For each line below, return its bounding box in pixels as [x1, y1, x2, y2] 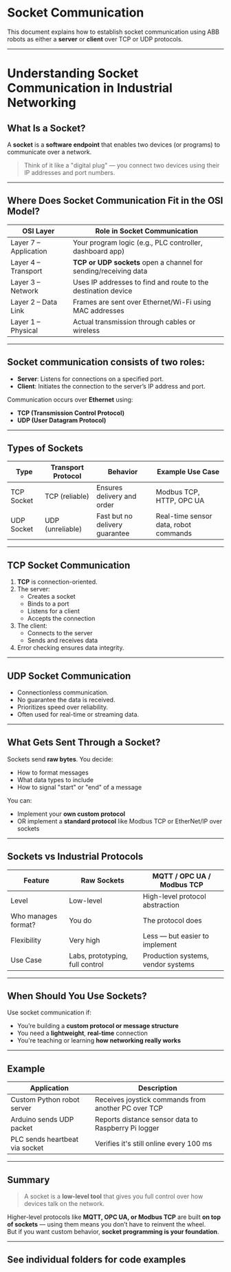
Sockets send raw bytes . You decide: [7, 755, 113, 763]
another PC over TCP [95, 1104, 164, 1114]
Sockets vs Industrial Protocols [7, 851, 144, 863]
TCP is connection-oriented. [16, 577, 98, 586]
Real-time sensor [155, 511, 212, 521]
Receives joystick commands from [95, 1095, 206, 1105]
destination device [73, 286, 133, 296]
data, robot [155, 520, 191, 530]
